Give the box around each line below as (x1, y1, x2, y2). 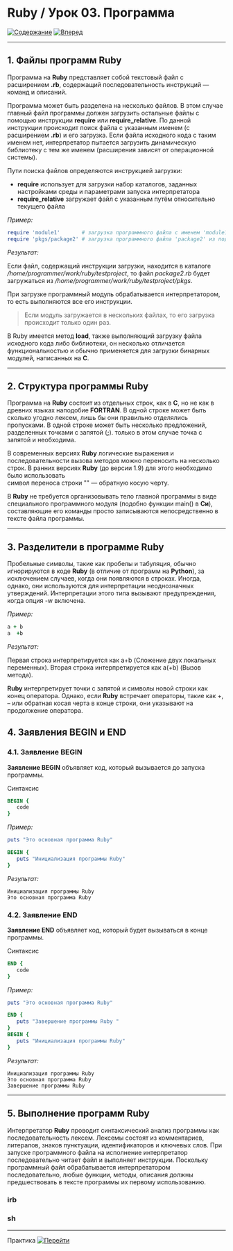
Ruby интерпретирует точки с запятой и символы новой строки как (7, 684, 208, 693)
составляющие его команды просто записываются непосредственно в (7, 507, 218, 515)
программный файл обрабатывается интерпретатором (7, 1163, 171, 1171)
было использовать (7, 471, 66, 480)
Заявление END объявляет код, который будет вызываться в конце (7, 926, 208, 934)
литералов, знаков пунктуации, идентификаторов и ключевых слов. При (7, 1140, 223, 1149)
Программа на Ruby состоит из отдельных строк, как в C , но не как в (7, 398, 214, 407)
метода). (7, 670, 33, 679)
